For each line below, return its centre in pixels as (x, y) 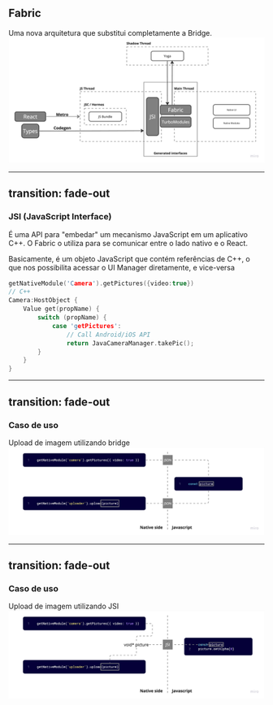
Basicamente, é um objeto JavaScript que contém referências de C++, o (129, 258)
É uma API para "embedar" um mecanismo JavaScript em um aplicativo (128, 234)
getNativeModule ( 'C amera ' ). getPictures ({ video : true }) (102, 283)
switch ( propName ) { (72, 318)
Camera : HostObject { (43, 301)
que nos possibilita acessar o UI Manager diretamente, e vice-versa (122, 267)
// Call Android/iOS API (108, 335)
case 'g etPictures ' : (87, 326)
